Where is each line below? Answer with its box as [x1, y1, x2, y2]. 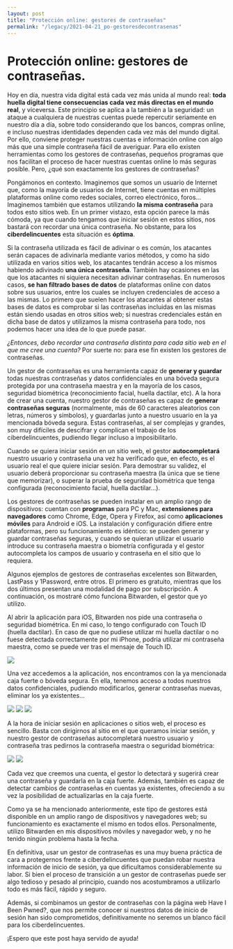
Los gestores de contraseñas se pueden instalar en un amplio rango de [7, 497, 211, 505]
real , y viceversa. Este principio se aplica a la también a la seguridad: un [7, 106, 214, 114]
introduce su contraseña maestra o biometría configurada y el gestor [7, 542, 204, 550]
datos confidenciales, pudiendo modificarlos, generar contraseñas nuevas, [7, 684, 223, 693]
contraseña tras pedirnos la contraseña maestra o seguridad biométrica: [7, 742, 215, 750]
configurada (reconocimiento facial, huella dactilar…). [7, 484, 161, 492]
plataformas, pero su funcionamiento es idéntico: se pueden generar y [7, 527, 209, 535]
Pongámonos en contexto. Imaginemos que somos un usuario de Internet [7, 178, 218, 187]
